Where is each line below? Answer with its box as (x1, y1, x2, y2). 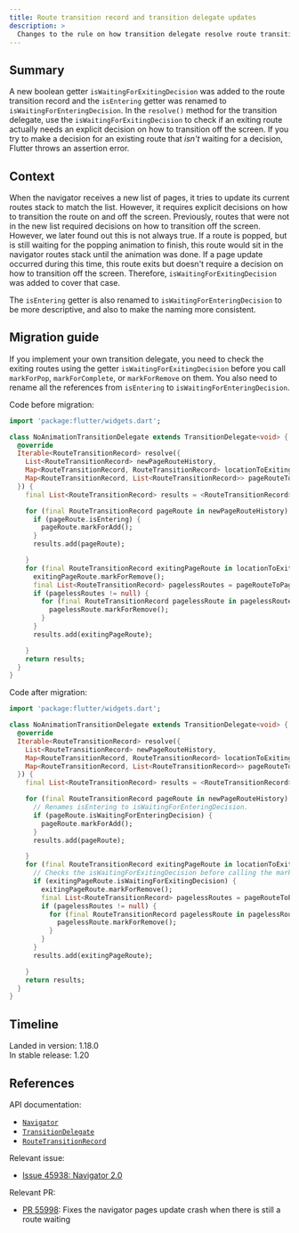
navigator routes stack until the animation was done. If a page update (9, 249, 263, 259)
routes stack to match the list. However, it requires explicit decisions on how (9, 202, 288, 212)
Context (9, 168, 55, 183)
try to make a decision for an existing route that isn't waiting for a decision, (9, 134, 283, 144)
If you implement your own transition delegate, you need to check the (9, 353, 264, 364)
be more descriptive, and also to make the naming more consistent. (9, 304, 256, 314)
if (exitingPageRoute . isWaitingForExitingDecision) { (32, 877, 238, 886)
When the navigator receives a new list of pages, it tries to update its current (9, 192, 290, 203)
